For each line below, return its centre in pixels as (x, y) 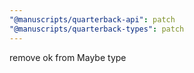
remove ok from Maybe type (68, 57)
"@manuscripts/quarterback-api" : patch (92, 19)
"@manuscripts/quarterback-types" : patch (97, 29)
